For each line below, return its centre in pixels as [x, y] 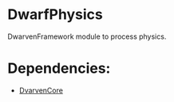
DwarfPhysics [55, 15]
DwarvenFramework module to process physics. [87, 36]
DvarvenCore [41, 90]
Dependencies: [59, 68]
